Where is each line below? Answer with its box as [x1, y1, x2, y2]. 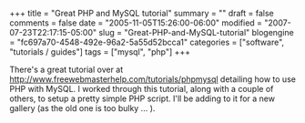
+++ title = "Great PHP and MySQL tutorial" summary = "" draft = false [9, 8, 275, 18]
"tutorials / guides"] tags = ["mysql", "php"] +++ [9, 46, 191, 57]
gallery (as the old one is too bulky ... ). [9, 103, 156, 113]
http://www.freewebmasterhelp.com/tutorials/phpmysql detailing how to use [9, 74, 296, 85]
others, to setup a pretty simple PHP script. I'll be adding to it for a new [9, 93, 276, 104]
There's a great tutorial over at [9, 64, 124, 75]
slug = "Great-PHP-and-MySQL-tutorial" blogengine [98, 27, 294, 37]
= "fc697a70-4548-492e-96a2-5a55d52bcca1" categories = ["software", [9, 36, 285, 47]
